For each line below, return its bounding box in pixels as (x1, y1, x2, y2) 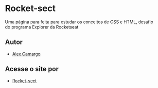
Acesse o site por (5, 65, 59, 73)
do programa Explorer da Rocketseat (5, 24, 79, 29)
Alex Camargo (12, 51, 41, 57)
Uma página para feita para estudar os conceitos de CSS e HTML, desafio (5, 19, 154, 25)
